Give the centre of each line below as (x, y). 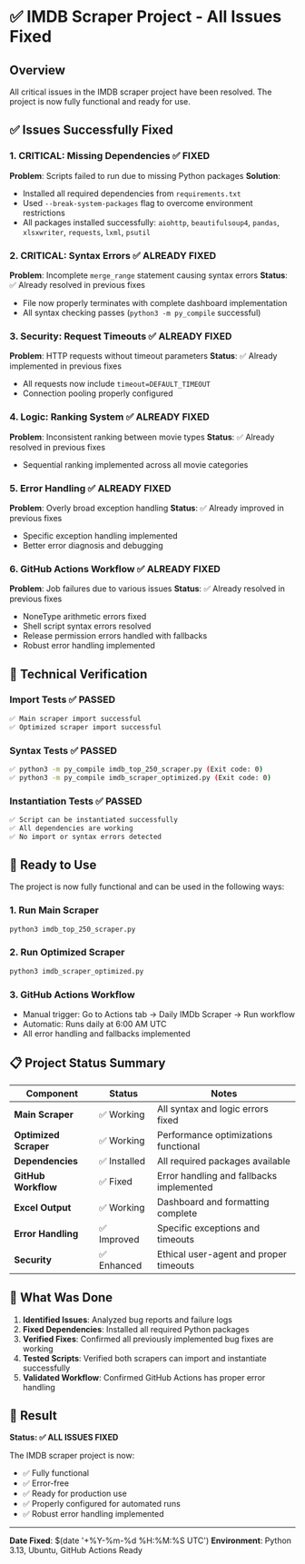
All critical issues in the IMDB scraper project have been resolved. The (141, 92)
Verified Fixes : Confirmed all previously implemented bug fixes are (148, 1339)
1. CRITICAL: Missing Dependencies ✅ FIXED (110, 156)
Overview (38, 70)
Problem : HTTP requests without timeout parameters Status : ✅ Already (143, 356)
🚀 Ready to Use (53, 865)
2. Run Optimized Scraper (67, 953)
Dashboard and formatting (213, 1202)
